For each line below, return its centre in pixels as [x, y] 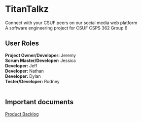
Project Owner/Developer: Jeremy [41, 55]
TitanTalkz [27, 9]
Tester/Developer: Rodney [33, 81]
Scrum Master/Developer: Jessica [41, 61]
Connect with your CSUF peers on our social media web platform [71, 23]
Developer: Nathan [25, 71]
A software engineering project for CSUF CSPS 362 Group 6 [66, 28]
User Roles [22, 44]
